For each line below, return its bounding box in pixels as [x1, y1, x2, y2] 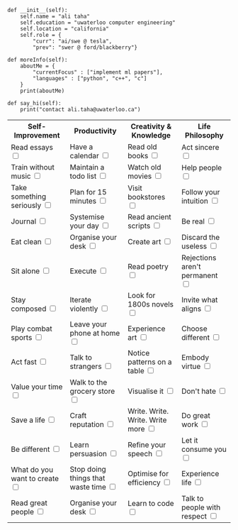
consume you [181, 444, 227, 454]
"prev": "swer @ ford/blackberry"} [33, 44, 138, 51]
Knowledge [131, 131, 171, 140]
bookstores [127, 192, 166, 201]
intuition [181, 196, 209, 206]
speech [127, 448, 153, 458]
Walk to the [69, 377, 108, 387]
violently [69, 304, 98, 314]
